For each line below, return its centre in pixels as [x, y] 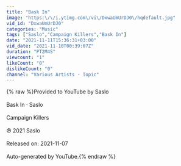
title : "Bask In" [28, 12]
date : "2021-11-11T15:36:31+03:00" [51, 40]
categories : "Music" [33, 29]
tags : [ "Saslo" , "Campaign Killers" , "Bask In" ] [66, 35]
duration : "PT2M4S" [31, 52]
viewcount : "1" [26, 57]
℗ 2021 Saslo [23, 131]
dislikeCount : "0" [30, 69]
